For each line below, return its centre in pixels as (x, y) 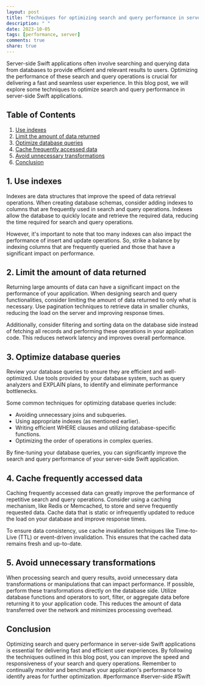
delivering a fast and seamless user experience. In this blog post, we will (98, 82)
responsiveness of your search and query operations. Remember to (91, 663)
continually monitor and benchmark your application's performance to (94, 670)
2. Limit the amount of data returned (76, 272)
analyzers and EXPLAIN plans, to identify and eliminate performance (92, 385)
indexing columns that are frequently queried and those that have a (91, 247)
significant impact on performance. (51, 253)
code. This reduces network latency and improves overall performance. (96, 338)
